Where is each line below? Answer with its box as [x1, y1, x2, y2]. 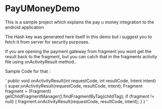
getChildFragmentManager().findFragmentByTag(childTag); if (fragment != [5, 93, 155, 99]
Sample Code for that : [5, 68, 51, 74]
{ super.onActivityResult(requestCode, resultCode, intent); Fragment [5, 83, 143, 88]
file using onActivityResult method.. [5, 59, 77, 65]
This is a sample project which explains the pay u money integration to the [5, 19, 155, 25]
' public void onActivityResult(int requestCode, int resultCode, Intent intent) [5, 78, 156, 84]
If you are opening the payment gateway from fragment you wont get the [5, 48, 152, 54]
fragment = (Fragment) [5, 88, 51, 94]
